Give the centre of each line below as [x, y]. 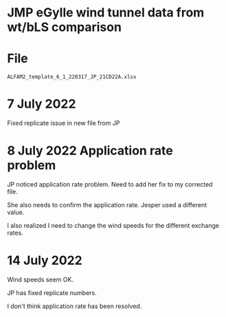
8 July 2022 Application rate [90, 151]
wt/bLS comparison [65, 27]
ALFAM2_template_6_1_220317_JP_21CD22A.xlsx [72, 77]
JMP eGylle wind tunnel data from [106, 13]
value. [16, 212]
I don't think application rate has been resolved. [75, 306]
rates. [15, 233]
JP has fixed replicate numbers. [52, 292]
